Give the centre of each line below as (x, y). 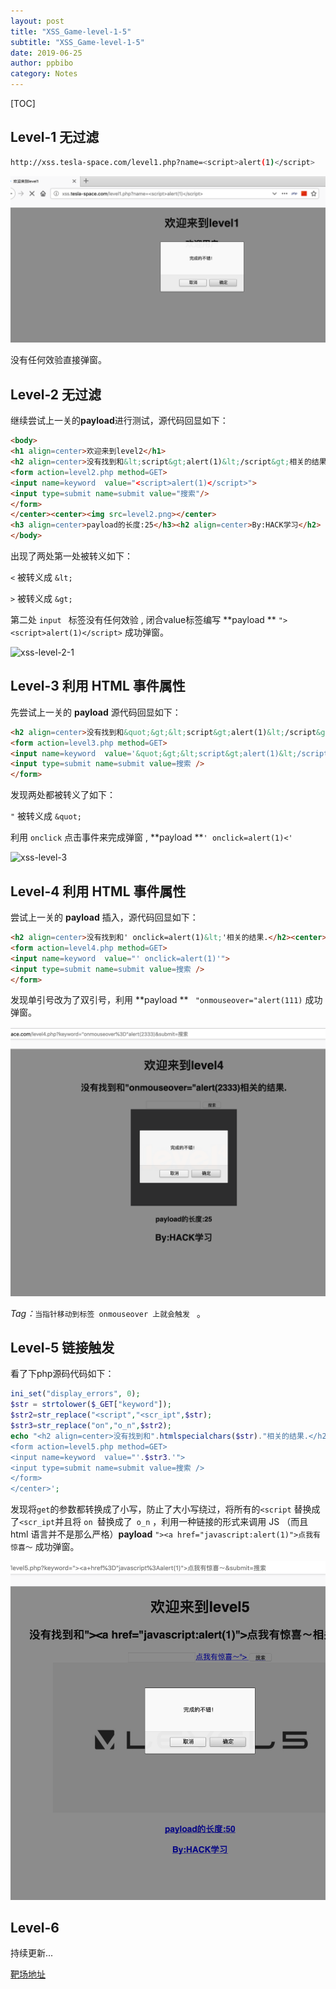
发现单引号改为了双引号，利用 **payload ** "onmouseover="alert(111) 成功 (166, 1000)
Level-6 (35, 1928)
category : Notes (44, 74)
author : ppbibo (42, 63)
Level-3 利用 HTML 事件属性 (98, 686)
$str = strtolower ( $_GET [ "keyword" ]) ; (91, 1405)
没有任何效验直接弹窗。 (58, 360)
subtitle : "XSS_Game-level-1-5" (77, 42)
